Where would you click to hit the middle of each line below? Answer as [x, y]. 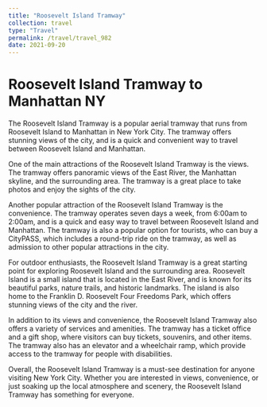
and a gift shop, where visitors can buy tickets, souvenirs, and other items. [130, 337]
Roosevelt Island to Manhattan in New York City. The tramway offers [120, 132]
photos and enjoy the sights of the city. [72, 190]
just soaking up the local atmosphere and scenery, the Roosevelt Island [125, 386]
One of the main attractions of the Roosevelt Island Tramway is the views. [129, 165]
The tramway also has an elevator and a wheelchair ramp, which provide [127, 346]
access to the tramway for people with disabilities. [91, 354]
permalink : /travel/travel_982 [60, 38]
